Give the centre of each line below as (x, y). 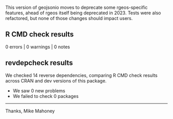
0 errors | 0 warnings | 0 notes (38, 47)
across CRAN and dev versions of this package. (56, 81)
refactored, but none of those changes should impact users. (69, 18)
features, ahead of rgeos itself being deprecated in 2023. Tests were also (83, 13)
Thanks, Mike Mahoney (30, 111)
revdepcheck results (39, 63)
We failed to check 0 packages (46, 96)
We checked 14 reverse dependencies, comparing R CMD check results (82, 75)
